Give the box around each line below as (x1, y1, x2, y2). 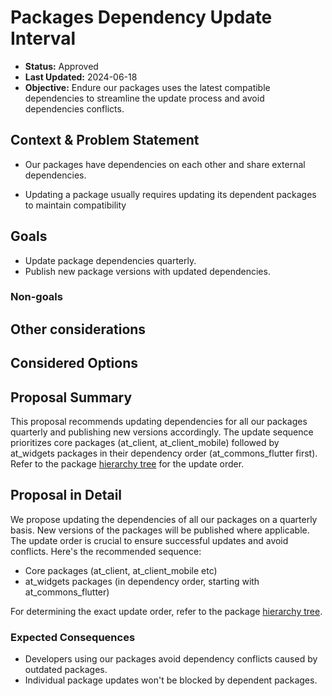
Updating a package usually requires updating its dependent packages (24, 188, 317, 200)
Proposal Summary (10, 389, 133, 406)
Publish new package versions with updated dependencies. (24, 265, 271, 277)
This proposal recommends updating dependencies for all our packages (10, 416, 308, 428)
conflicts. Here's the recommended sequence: (10, 545, 202, 557)
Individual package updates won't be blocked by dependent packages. (24, 674, 318, 686)
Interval (10, 27, 77, 50)
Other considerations (10, 321, 147, 338)
